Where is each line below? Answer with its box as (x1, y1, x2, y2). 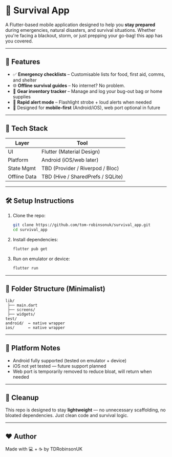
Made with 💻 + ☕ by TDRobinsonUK (5, 446, 83, 452)
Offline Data (8, 173, 37, 180)
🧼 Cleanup (5, 393, 39, 402)
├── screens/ (7, 307, 36, 312)
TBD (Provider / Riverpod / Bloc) (41, 164, 119, 172)
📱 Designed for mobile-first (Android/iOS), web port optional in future (12, 105, 160, 111)
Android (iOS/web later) (41, 156, 99, 163)
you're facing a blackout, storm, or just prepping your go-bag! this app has (5, 32, 163, 38)
